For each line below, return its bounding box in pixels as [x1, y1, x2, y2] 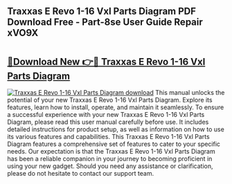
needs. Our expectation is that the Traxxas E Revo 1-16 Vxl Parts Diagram [7, 147, 216, 155]
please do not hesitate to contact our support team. [7, 169, 154, 177]
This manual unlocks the [154, 89, 225, 96]
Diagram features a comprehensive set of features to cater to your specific [7, 140, 220, 148]
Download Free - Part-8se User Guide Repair [7, 17, 203, 28]
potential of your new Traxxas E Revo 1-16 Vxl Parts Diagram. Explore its [7, 96, 213, 104]
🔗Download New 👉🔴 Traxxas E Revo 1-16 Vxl [7, 55, 206, 68]
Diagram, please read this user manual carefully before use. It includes [7, 118, 209, 126]
